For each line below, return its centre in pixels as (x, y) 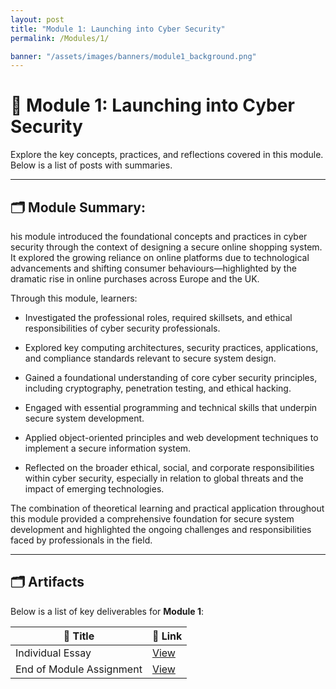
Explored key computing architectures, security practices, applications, (171, 347)
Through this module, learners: (74, 298)
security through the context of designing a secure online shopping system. (166, 247)
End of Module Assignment (79, 669)
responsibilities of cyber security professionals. (122, 328)
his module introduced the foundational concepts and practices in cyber (159, 236)
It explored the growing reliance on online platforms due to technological (160, 257)
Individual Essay (53, 653)
